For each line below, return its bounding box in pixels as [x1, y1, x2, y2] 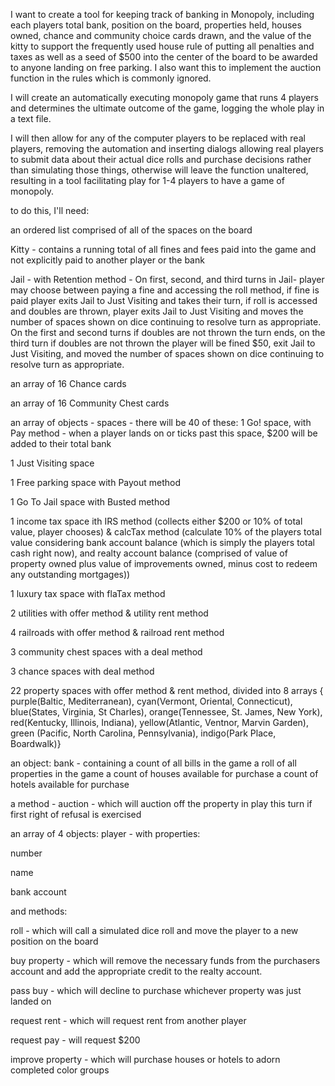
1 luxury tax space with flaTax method [10, 588, 166, 599]
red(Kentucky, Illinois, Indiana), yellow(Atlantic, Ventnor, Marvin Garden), [10, 717, 309, 728]
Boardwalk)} [10, 738, 62, 749]
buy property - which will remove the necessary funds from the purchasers [10, 955, 321, 966]
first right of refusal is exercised [10, 809, 142, 820]
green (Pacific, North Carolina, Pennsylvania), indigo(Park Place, [10, 727, 277, 739]
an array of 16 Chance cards [10, 378, 127, 389]
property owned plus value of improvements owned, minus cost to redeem [10, 558, 318, 569]
